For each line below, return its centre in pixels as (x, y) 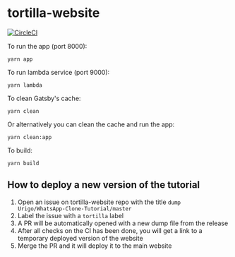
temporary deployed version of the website (80, 238)
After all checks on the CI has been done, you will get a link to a (110, 230)
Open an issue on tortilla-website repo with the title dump (99, 202)
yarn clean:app (30, 137)
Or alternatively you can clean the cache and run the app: (91, 124)
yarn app (20, 59)
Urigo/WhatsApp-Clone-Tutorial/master (74, 209)
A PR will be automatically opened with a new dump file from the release (123, 223)
